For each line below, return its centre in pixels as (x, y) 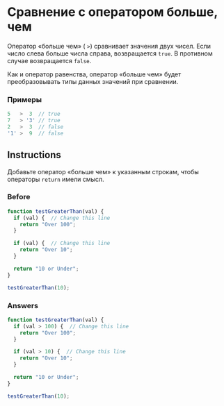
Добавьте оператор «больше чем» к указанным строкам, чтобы (103, 171)
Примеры (25, 99)
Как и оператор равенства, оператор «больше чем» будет (94, 74)
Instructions (34, 155)
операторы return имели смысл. (56, 179)
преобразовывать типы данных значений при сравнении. (93, 81)
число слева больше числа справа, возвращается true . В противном (110, 53)
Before (19, 197)
